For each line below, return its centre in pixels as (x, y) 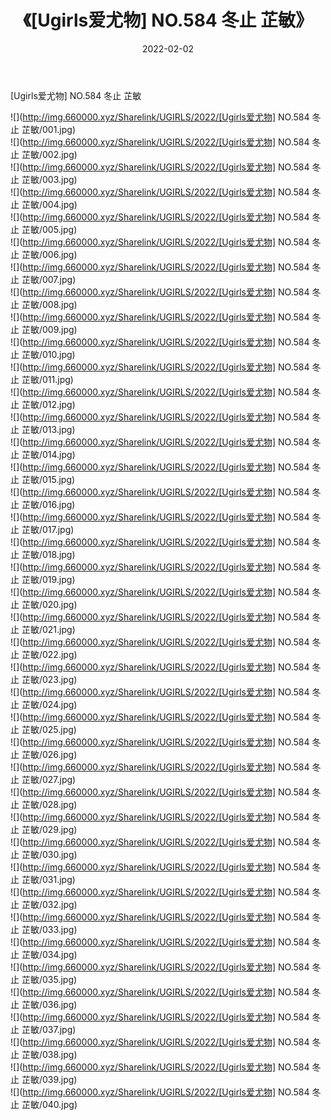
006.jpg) (59, 254)
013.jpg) (58, 429)
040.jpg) (59, 1104)
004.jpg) (59, 204)
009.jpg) (59, 329)
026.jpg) (59, 754)
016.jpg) (58, 504)
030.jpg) (59, 854)
